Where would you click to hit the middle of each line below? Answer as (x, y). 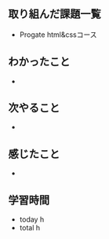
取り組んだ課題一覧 (54, 14)
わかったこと (39, 62)
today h (32, 219)
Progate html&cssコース (58, 35)
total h (30, 228)
